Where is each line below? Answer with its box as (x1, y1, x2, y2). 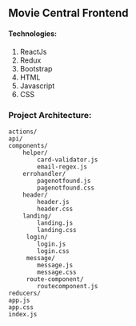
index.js (8, 310, 38, 318)
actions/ (8, 128, 38, 136)
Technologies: (8, 28, 58, 39)
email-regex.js (37, 162, 88, 171)
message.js (37, 261, 74, 269)
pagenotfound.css (37, 184, 94, 192)
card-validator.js (37, 156, 98, 164)
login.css (37, 247, 70, 255)
